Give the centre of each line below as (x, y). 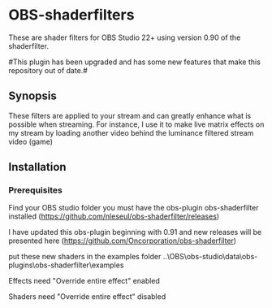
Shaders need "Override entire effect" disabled (87, 297)
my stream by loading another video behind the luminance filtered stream (131, 132)
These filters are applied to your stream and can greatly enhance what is (130, 115)
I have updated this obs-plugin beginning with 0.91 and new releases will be (135, 232)
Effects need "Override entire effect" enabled (84, 281)
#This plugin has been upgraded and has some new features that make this (135, 62)
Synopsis (32, 96)
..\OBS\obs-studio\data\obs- (210, 257)
